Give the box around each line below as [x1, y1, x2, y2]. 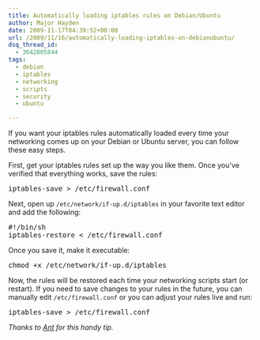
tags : [8, 56, 26, 64]
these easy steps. [8, 145, 66, 155]
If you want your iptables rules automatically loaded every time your [8, 128, 229, 138]
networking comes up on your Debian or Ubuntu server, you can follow [8, 137, 239, 146]
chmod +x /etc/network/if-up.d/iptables [8, 261, 168, 270]
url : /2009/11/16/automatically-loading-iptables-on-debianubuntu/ [8, 33, 236, 42]
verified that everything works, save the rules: [8, 169, 158, 179]
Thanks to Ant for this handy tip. [8, 323, 114, 332]
